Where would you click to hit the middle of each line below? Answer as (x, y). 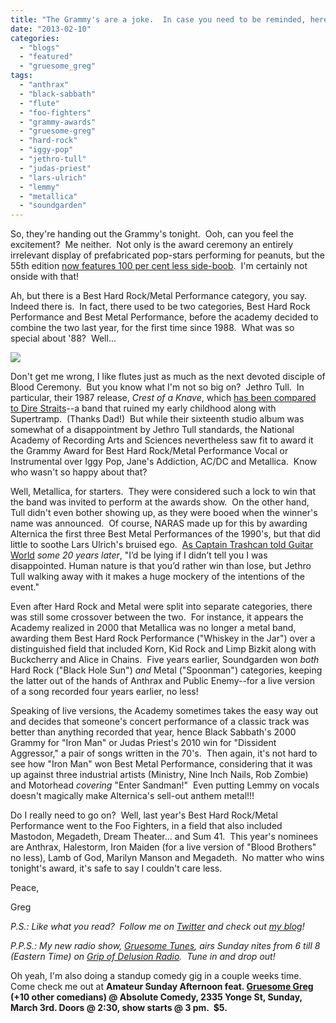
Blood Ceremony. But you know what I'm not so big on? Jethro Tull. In (157, 387)
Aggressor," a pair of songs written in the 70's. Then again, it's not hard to (164, 753)
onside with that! (45, 277)
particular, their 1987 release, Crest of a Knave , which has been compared (163, 398)
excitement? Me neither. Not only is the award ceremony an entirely (152, 245)
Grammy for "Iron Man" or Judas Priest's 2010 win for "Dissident (143, 743)
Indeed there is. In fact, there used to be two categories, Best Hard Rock (160, 307)
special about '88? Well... (63, 338)
